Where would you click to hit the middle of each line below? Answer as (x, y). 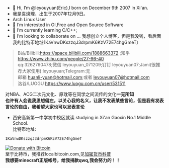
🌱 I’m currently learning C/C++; (45, 30)
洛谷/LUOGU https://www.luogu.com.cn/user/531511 (71, 83)
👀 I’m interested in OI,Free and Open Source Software (68, 25)
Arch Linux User (29, 19)
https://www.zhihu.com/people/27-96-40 (61, 59)
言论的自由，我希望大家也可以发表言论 (45, 107)
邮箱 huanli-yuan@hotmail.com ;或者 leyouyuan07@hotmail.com (83, 77)
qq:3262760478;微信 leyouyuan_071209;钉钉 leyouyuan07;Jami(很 (87, 65)
